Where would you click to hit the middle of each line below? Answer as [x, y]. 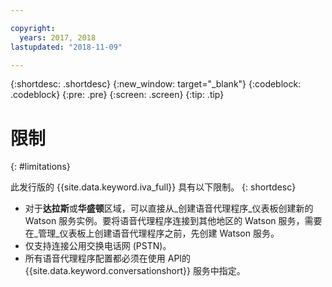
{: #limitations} [40, 167]
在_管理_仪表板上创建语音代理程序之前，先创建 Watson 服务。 [152, 233]
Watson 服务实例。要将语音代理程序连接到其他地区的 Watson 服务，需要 [173, 221]
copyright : [33, 28]
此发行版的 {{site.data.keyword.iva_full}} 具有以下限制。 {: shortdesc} [153, 187]
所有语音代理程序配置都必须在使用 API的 [108, 258]
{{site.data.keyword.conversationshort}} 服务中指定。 [135, 271]
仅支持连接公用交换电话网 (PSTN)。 [98, 246]
